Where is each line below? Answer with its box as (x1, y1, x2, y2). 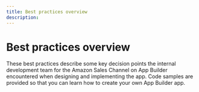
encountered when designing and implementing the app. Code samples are (6, 73, 194, 80)
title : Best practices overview (6, 8, 87, 15)
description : (6, 14, 39, 20)
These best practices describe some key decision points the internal (6, 60, 176, 67)
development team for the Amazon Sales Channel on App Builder (6, 67, 168, 74)
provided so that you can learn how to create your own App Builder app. (6, 79, 186, 87)
